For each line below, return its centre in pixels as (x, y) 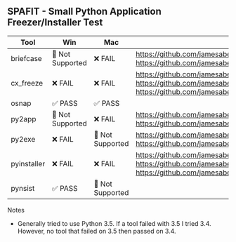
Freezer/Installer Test (55, 23)
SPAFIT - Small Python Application (84, 12)
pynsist (23, 188)
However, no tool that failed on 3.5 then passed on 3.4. (97, 231)
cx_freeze (27, 83)
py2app (24, 119)
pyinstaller (28, 163)
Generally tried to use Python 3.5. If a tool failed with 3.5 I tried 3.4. (114, 223)
